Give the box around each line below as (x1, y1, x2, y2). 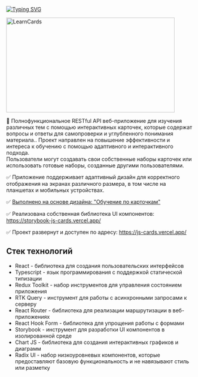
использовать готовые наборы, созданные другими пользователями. (6, 162, 184, 169)
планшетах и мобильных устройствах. (6, 186, 105, 194)
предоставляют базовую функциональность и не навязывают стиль (14, 357, 190, 365)
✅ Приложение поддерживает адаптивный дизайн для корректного (6, 174, 180, 180)
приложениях (14, 313, 50, 320)
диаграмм (14, 345, 41, 352)
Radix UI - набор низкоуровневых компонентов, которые (14, 351, 160, 358)
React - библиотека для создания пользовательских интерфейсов (14, 262, 184, 269)
